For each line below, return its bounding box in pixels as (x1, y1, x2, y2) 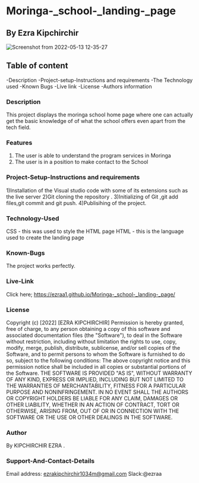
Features (6, 138, 33, 147)
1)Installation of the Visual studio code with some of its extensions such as (6, 187, 188, 194)
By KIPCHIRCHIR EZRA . (6, 442, 65, 449)
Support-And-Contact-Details (6, 457, 95, 465)
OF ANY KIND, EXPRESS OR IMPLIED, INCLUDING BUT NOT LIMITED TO (6, 375, 184, 383)
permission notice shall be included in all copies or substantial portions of (6, 363, 187, 370)
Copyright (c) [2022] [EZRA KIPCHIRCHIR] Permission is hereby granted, (6, 319, 184, 326)
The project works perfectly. (6, 263, 76, 270)
